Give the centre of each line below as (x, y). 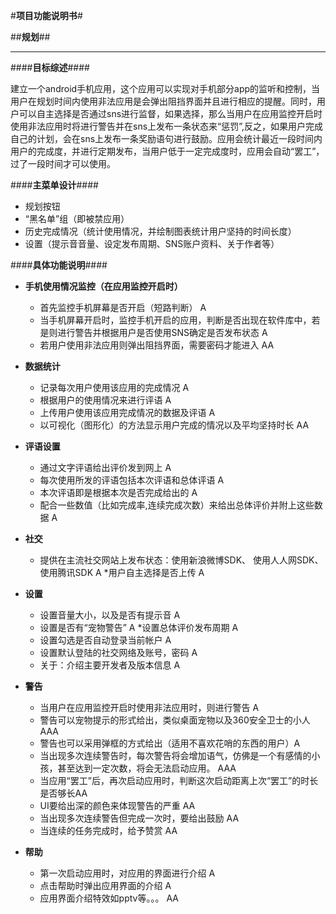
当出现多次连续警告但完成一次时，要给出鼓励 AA (139, 818)
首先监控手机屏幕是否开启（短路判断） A (123, 307)
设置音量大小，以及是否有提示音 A (110, 615)
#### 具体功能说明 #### (59, 265)
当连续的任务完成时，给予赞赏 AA (108, 830)
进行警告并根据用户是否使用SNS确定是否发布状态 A (162, 332)
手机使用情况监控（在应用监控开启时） (103, 286)
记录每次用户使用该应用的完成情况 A (114, 387)
